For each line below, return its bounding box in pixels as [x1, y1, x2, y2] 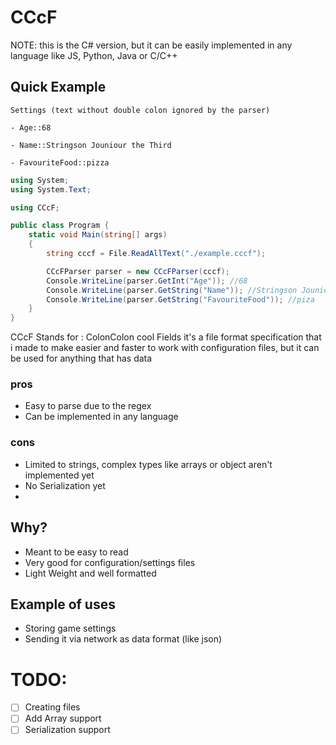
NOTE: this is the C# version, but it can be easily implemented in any [10, 39, 293, 51]
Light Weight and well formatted [24, 567, 157, 579]
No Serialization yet [24, 479, 106, 491]
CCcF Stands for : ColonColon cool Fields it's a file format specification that [10, 331, 322, 343]
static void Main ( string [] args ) [28, 230, 168, 240]
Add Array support [24, 712, 102, 725]
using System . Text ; [10, 184, 92, 195]
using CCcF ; [10, 202, 60, 213]
